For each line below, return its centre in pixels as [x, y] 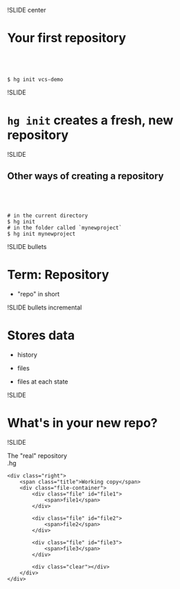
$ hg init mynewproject [42, 234]
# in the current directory [48, 216]
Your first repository [67, 38]
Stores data [41, 335]
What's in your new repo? [82, 423]
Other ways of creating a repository [85, 176]
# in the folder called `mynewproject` [65, 228]
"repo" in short [38, 294]
